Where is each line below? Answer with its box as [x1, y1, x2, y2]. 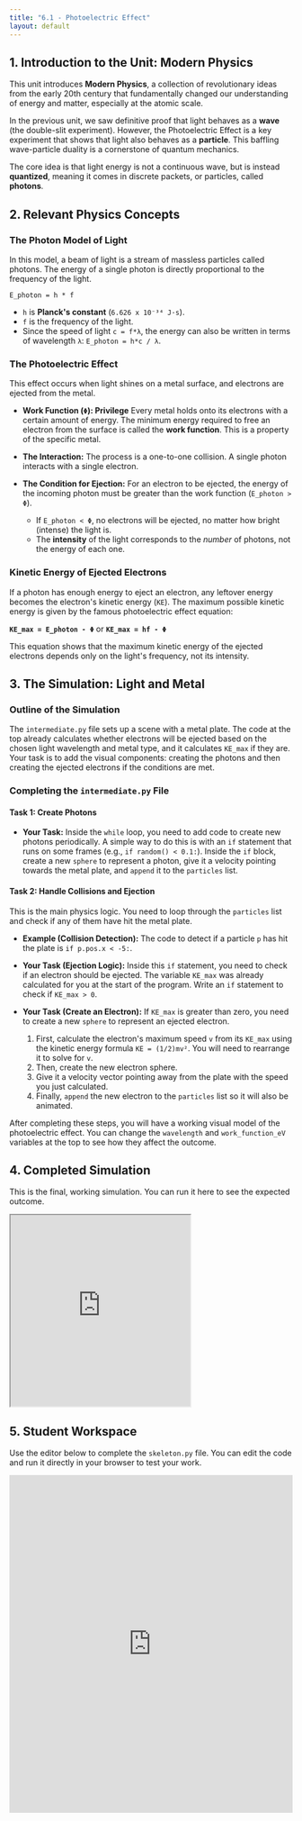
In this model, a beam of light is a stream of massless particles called [9, 254, 265, 265]
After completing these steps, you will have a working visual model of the [9, 1118, 280, 1128]
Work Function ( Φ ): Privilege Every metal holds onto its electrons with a [22, 405, 289, 416]
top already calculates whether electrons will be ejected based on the [9, 733, 267, 744]
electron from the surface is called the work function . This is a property [22, 424, 289, 435]
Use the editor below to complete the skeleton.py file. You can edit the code [9, 1447, 292, 1459]
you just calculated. [35, 1081, 109, 1092]
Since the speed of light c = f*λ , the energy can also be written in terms [22, 326, 290, 336]
